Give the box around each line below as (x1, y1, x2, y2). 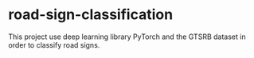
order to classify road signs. (8, 40, 100, 49)
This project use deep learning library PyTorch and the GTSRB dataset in (8, 32, 246, 41)
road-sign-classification (8, 6, 174, 24)
